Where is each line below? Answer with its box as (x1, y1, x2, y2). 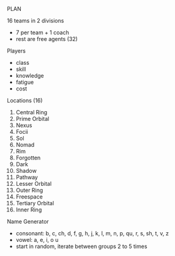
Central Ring (15, 109, 48, 115)
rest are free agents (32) (15, 35, 78, 42)
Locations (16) (7, 97, 43, 104)
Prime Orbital (15, 115, 50, 122)
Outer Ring (15, 186, 43, 194)
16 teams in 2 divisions (7, 17, 64, 24)
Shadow (15, 167, 37, 174)
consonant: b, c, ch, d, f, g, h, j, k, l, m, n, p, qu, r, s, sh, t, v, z (15, 230, 169, 237)
